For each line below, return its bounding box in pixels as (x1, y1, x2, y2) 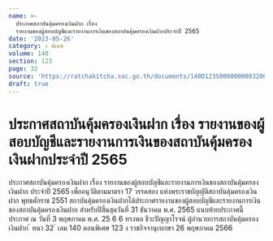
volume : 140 (8, 49, 49, 58)
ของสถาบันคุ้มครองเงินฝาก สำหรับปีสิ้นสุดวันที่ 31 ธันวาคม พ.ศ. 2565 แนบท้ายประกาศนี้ (8, 204, 244, 215)
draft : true (8, 80, 49, 88)
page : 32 (8, 65, 38, 73)
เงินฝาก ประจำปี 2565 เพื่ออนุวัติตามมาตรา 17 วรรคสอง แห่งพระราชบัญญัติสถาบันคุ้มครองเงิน (8, 187, 258, 196)
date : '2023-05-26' (8, 34, 75, 43)
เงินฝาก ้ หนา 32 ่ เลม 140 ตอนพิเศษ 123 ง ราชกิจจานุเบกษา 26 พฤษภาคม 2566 (8, 223, 233, 233)
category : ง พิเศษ (8, 42, 64, 50)
